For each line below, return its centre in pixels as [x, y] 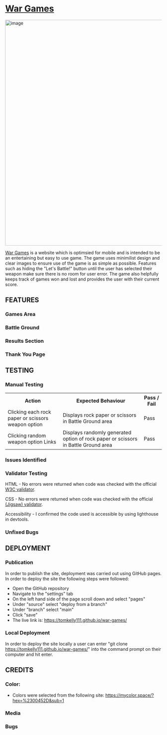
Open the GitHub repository [41, 588]
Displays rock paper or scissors [100, 415]
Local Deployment [28, 633]
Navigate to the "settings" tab [43, 593]
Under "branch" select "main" [43, 609]
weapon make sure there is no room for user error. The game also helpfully [82, 274]
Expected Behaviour [101, 401]
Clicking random [27, 436]
